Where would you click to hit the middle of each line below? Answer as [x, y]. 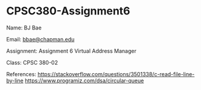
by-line [15, 80]
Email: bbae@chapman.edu [40, 39]
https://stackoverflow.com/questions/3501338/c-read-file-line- [116, 74]
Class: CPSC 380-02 [32, 62]
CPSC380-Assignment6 [69, 11]
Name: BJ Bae [24, 28]
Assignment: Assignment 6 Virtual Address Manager [72, 51]
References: [21, 74]
